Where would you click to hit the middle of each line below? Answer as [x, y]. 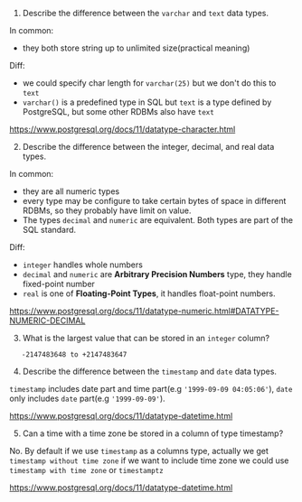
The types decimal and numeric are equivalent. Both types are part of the [158, 220]
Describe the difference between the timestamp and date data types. [150, 371]
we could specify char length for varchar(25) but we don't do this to [149, 83]
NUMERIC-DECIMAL [47, 321]
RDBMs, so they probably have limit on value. [107, 210]
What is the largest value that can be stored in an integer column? [146, 338]
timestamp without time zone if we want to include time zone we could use [149, 460]
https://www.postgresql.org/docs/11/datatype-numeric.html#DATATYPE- [144, 311]
